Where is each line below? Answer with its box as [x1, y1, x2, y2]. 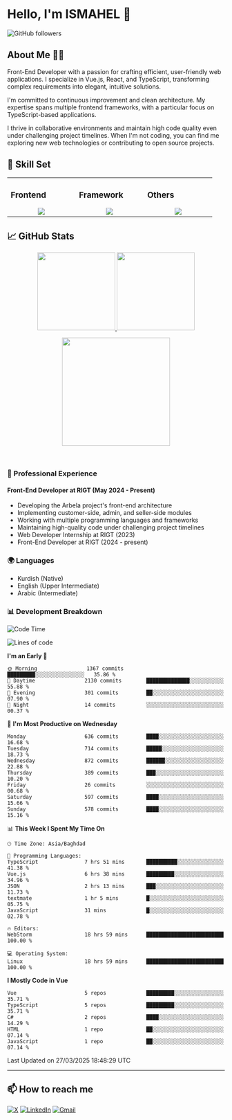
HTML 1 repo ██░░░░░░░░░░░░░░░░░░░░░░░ [7, 1026, 224, 1033]
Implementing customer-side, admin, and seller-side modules [17, 509, 192, 517]
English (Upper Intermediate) [17, 581, 100, 590]
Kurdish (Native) [17, 574, 64, 582]
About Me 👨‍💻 [7, 49, 65, 61]
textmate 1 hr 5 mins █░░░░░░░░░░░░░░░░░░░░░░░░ [7, 895, 224, 902]
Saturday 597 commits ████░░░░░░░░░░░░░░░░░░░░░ [7, 794, 224, 801]
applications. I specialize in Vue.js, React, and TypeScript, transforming [7, 75, 210, 83]
